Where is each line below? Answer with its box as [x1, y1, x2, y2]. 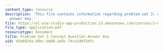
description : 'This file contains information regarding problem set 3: [5, 12, 155, 17]
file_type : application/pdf [5, 25, 62, 30]
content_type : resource [5, 7, 53, 12]
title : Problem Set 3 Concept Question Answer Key [5, 34, 110, 39]
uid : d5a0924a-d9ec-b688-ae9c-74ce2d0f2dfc [5, 39, 95, 44]
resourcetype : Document [5, 30, 53, 34]
